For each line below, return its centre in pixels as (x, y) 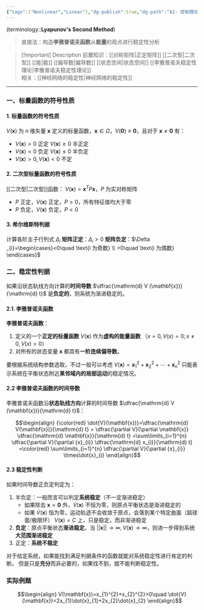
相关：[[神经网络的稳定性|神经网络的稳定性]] (76, 77)
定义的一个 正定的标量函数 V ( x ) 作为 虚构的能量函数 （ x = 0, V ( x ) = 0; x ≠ (105, 336)
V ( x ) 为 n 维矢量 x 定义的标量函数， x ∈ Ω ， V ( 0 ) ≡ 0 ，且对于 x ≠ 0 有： (96, 131)
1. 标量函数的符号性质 (33, 116)
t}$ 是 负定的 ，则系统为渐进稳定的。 (83, 293)
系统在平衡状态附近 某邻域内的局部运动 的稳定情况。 (75, 373)
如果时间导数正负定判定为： (41, 484)
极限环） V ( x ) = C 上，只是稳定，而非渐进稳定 (89, 520)
